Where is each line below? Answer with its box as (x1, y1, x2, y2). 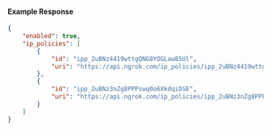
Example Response (7, 7, 74, 16)
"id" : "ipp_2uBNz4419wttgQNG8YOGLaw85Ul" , (50, 55, 197, 63)
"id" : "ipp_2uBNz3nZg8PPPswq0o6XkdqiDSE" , (50, 85, 197, 94)
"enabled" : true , (22, 33, 81, 41)
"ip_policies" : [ (22, 39, 81, 48)
